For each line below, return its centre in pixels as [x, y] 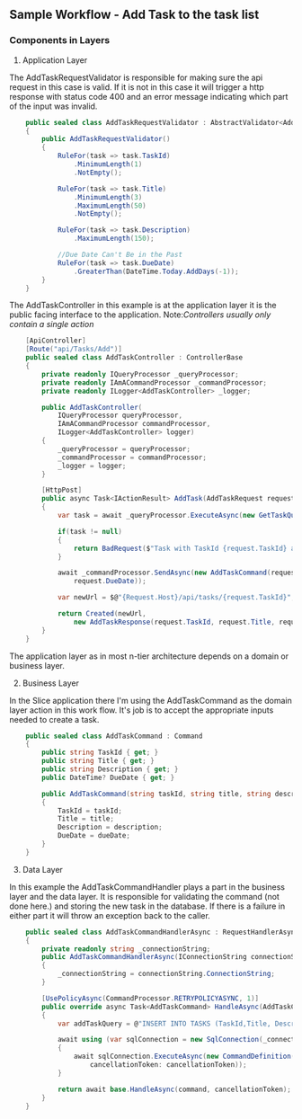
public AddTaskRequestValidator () [106, 139]
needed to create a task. [54, 719]
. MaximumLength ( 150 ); [114, 239]
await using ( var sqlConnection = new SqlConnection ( [160, 1040]
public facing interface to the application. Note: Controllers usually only [140, 315]
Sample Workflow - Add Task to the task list [134, 15]
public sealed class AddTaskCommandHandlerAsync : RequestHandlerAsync [162, 932]
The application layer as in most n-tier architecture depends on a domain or [149, 656]
